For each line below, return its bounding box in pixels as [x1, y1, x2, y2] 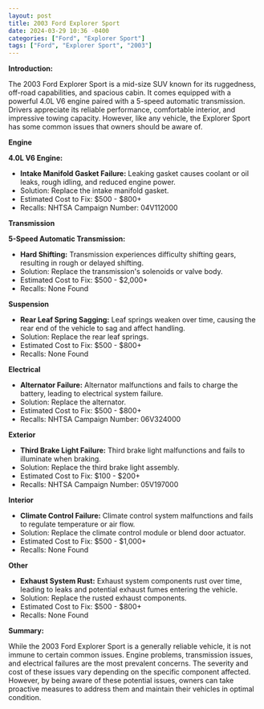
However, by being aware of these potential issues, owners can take [8, 676, 234, 686]
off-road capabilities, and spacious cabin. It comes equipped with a [8, 88, 231, 97]
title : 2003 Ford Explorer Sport [8, 19, 120, 27]
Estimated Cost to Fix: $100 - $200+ [19, 471, 140, 481]
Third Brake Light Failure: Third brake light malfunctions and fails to [19, 445, 246, 455]
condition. [8, 693, 42, 703]
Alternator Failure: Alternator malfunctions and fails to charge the [19, 380, 238, 390]
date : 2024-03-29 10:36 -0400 [8, 27, 110, 35]
